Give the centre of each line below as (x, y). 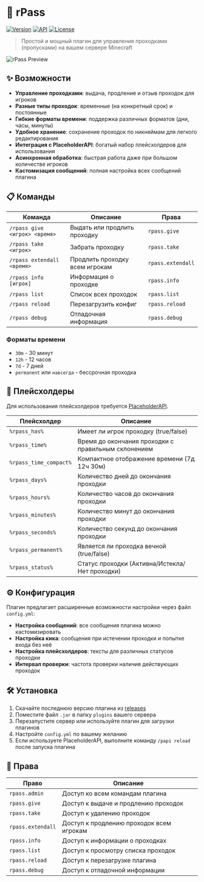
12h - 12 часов (33, 359)
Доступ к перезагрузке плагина (109, 861)
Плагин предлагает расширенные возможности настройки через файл (99, 607)
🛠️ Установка (32, 690)
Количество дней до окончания (124, 476)
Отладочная (88, 314)
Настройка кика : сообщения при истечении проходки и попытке (100, 638)
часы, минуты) (34, 125)
